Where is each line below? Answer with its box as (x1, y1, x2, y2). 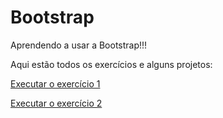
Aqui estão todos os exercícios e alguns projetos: (10, 58, 213, 70)
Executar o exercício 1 (10, 77, 101, 90)
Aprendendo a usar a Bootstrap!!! (10, 39, 148, 51)
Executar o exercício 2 (10, 97, 103, 109)
